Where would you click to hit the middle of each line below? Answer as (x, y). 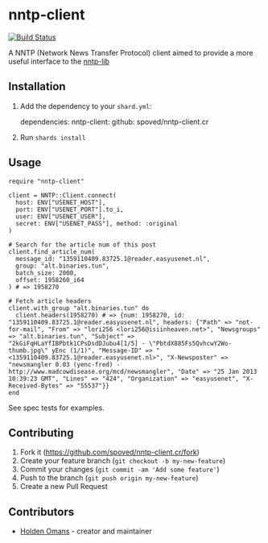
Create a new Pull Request (64, 487)
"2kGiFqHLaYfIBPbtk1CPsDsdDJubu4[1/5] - (77, 343)
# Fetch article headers (50, 301)
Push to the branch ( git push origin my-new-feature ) (109, 478)
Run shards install (53, 137)
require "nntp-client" (46, 181)
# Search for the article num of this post (82, 245)
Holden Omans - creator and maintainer (86, 531)
